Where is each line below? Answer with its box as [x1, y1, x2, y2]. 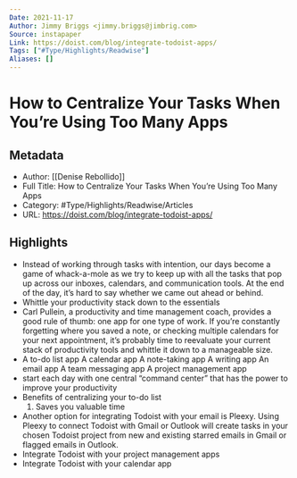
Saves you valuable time [35, 401, 126, 412]
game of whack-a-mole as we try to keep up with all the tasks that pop [21, 268, 283, 279]
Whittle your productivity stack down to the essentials [21, 297, 220, 307]
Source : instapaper [9, 29, 82, 38]
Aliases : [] [9, 55, 54, 63]
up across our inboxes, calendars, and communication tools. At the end [21, 278, 285, 289]
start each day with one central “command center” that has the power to [21, 373, 288, 383]
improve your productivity [21, 382, 118, 393]
